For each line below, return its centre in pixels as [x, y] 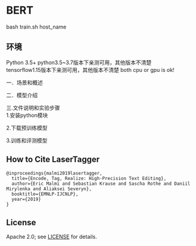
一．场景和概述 [24, 82]
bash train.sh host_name [36, 27]
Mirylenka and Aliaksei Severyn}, [49, 189]
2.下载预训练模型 [27, 128]
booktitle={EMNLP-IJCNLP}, [45, 194]
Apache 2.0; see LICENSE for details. [52, 237]
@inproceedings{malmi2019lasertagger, [54, 173]
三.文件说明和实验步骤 [33, 108]
